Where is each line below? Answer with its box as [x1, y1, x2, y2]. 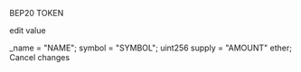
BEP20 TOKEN [9, 8, 64, 18]
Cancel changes [9, 52, 71, 62]
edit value [9, 25, 47, 35]
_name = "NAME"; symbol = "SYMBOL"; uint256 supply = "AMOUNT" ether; [9, 42, 292, 53]
